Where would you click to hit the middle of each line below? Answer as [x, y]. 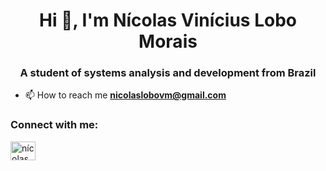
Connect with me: [54, 125]
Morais [168, 41]
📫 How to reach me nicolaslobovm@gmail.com [125, 95]
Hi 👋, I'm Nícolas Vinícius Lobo [168, 20]
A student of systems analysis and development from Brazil [168, 73]
